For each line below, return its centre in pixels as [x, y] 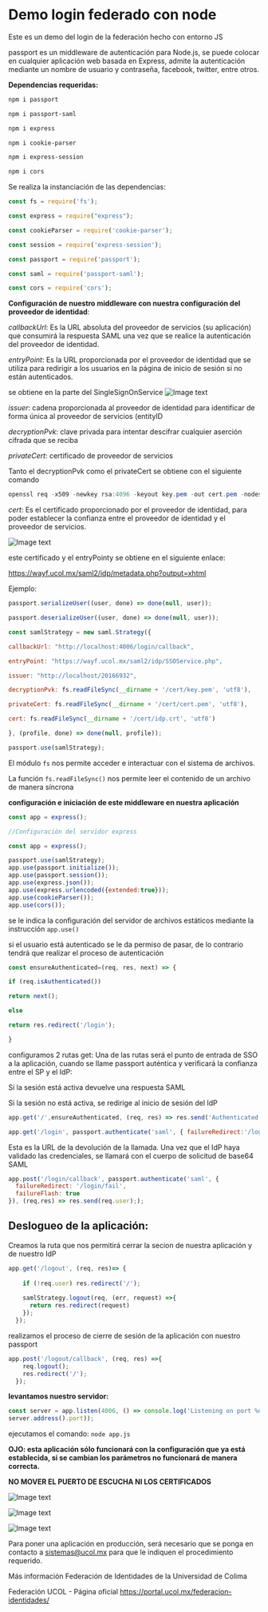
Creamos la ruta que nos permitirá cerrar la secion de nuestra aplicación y [130, 1245]
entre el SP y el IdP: [41, 1071]
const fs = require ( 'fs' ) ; [53, 201]
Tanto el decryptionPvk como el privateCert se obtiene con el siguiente [125, 471]
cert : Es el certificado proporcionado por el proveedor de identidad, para [128, 510]
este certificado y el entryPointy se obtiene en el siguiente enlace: [117, 558]
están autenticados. [41, 377]
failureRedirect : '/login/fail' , [71, 1186]
